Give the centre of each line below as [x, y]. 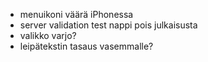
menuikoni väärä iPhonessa [76, 14]
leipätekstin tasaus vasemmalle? [86, 46]
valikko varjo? [48, 35]
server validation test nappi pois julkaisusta [108, 25]
